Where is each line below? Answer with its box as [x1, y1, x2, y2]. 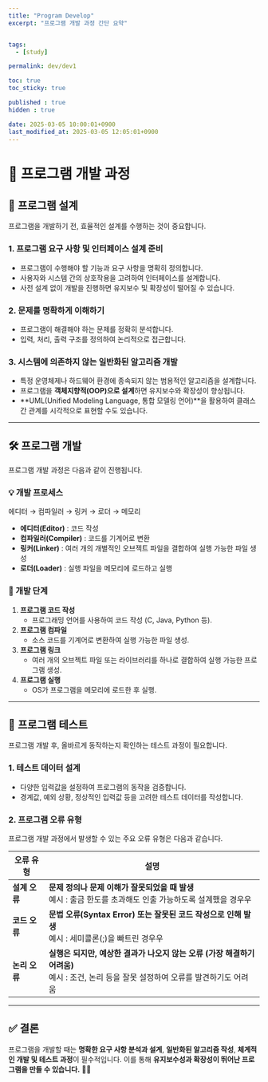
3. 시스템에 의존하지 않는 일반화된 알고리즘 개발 [8, 356, 178, 367]
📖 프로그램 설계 [8, 199, 78, 212]
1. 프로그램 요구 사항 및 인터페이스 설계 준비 [8, 243, 164, 255]
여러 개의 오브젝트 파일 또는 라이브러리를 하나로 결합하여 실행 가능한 [31, 655, 243, 665]
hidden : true [8, 105, 56, 114]
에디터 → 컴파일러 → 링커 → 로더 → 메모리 [8, 507, 141, 516]
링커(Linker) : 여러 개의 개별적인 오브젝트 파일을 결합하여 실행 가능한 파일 [19, 543, 249, 553]
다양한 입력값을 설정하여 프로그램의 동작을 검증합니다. [19, 782, 187, 792]
